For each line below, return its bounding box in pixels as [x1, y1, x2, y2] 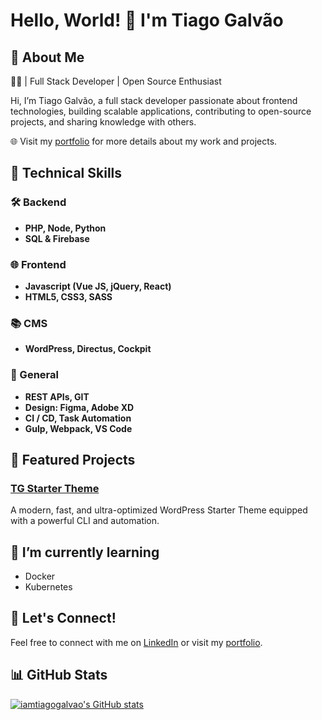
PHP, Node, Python [24, 222, 107, 234]
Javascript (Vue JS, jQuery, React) [24, 280, 172, 292]
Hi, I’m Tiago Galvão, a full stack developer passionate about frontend [10, 95, 298, 106]
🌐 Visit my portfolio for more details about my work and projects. [10, 135, 278, 147]
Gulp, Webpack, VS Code [24, 422, 133, 434]
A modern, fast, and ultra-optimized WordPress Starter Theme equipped [10, 504, 308, 516]
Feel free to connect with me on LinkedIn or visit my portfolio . [10, 636, 263, 648]
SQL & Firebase [24, 232, 90, 244]
